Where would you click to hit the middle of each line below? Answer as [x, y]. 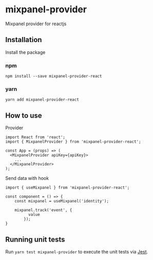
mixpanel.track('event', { [43, 210]
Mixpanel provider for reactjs [36, 24]
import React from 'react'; [35, 137]
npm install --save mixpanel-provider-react [54, 76]
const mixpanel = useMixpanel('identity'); [62, 201]
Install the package [25, 52]
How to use [24, 115]
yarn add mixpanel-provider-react [42, 100]
